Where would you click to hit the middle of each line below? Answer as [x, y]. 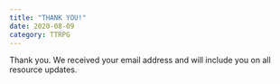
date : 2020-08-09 [42, 26]
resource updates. [43, 70]
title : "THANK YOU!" [48, 18]
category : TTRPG [40, 34]
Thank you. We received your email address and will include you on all [140, 61]
